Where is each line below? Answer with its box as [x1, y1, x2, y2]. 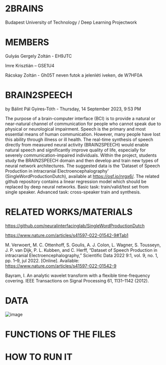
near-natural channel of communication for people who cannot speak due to [5, 121, 161, 127]
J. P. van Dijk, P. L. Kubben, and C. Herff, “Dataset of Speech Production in [5, 247, 158, 253]
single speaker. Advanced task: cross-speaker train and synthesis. [5, 189, 141, 195]
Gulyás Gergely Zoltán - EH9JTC [5, 53, 72, 59]
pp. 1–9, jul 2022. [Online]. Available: [5, 258, 80, 264]
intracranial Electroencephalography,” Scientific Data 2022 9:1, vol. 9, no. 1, [5, 252, 159, 258]
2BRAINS [5, 3, 44, 14]
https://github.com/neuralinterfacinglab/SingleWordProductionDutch [5, 223, 145, 228]
